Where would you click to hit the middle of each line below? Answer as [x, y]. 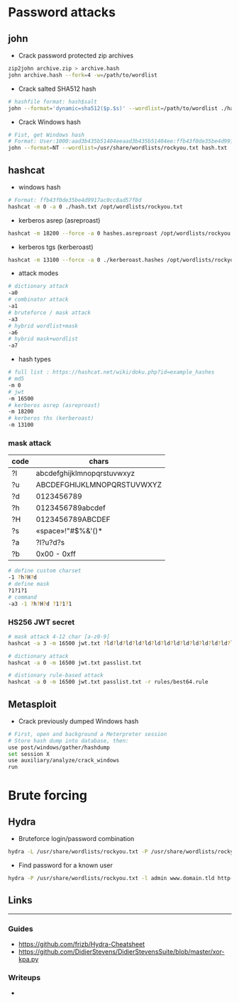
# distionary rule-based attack [56, 675]
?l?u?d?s [50, 542]
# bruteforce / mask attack [50, 313]
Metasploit [33, 704]
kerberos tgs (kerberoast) [56, 247]
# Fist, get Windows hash [46, 135]
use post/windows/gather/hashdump [59, 747]
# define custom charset [45, 571]
